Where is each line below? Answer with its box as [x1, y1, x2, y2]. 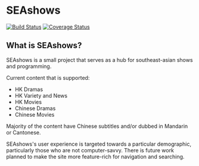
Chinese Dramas [14, 105, 56, 112]
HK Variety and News [14, 92, 67, 99]
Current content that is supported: [6, 74, 90, 81]
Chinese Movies [14, 111, 55, 118]
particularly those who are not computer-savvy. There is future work [6, 146, 175, 154]
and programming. [6, 62, 52, 70]
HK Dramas [14, 86, 43, 93]
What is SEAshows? [6, 40, 82, 51]
